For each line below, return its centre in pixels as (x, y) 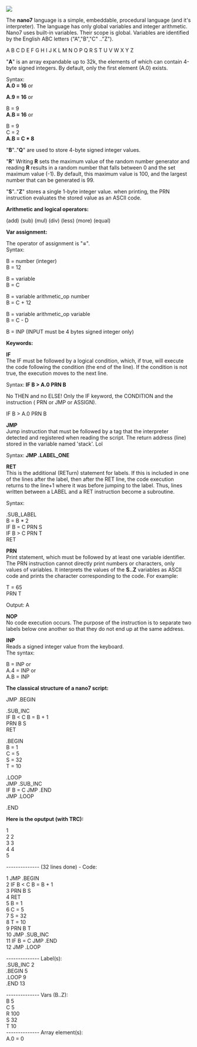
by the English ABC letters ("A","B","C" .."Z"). (60, 39)
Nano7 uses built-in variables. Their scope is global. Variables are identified (98, 33)
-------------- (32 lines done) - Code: (51, 867)
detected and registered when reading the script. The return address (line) (96, 438)
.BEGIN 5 (17, 971)
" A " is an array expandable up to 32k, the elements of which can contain (94, 62)
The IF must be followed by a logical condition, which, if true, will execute (95, 361)
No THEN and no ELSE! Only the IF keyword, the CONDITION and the (90, 396)
